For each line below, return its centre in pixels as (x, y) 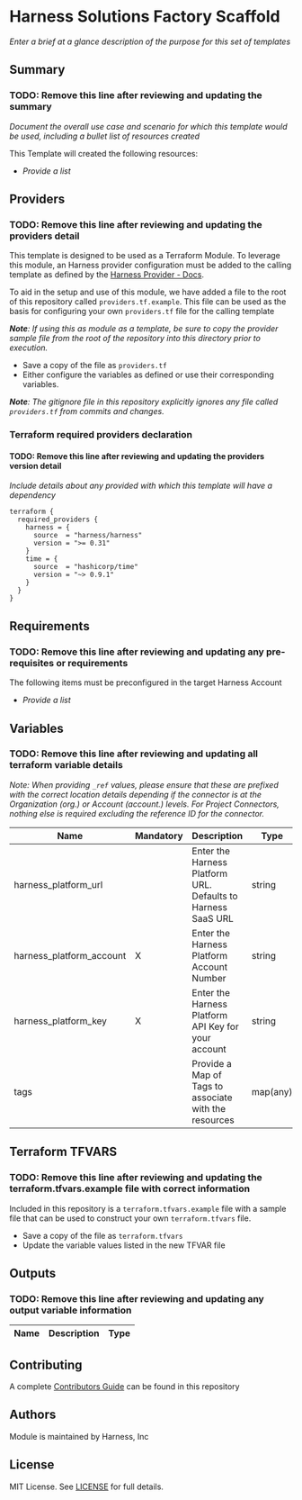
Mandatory (159, 836)
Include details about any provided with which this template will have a (141, 486)
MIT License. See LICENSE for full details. (87, 1486)
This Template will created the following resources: (104, 153)
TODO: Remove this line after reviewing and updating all (134, 754)
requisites (32, 663)
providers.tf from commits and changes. (87, 411)
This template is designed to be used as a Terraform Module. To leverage (145, 256)
